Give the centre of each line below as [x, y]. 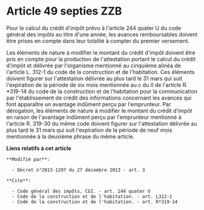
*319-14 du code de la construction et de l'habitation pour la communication [102, 91]
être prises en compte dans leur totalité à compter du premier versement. [98, 41]
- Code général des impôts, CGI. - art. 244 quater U [81, 191]
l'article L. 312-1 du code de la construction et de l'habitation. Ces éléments [100, 72]
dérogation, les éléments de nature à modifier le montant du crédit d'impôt [99, 110]
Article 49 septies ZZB [64, 11]
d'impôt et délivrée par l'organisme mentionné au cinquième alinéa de [93, 66]
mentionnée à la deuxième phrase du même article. [70, 136]
